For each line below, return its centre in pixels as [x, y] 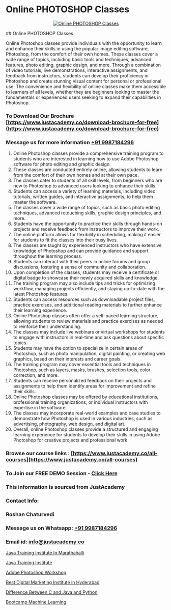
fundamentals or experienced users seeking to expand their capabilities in [83, 97]
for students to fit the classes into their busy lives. [65, 240]
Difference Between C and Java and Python [52, 592]
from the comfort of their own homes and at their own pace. [76, 175]
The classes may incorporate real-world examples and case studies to [87, 413]
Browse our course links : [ [39, 453]
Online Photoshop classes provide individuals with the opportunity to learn [84, 43]
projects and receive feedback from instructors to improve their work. [86, 229]
